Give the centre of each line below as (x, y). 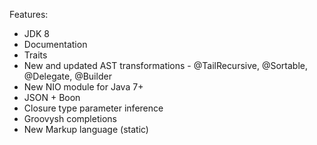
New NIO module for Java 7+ (83, 87)
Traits (35, 55)
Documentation (55, 44)
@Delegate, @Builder (67, 76)
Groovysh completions (70, 118)
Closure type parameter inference (93, 108)
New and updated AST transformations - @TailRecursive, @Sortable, (165, 65)
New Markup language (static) (86, 129)
